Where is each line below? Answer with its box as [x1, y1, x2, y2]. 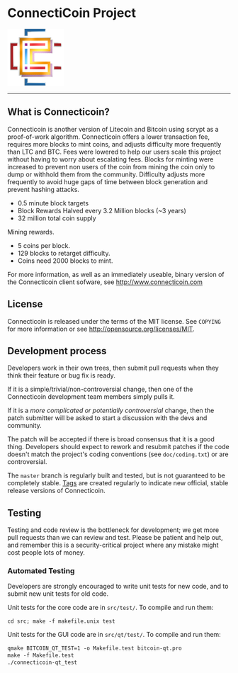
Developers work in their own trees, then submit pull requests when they [7, 363, 220, 373]
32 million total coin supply [17, 214, 97, 222]
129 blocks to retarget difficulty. [17, 249, 110, 257]
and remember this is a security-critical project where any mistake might [7, 541, 219, 550]
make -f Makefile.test [7, 652, 74, 660]
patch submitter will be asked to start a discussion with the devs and [7, 414, 208, 422]
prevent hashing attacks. [7, 185, 80, 193]
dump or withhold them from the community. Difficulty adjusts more [7, 170, 205, 179]
